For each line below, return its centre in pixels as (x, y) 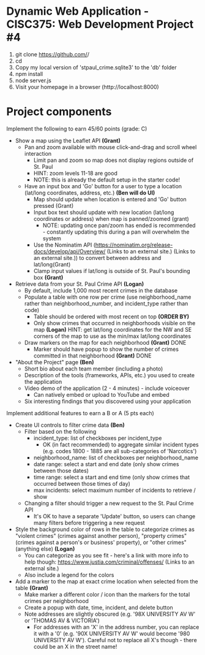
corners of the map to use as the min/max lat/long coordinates (112, 336)
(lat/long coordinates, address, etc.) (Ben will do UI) (90, 193)
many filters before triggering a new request (89, 523)
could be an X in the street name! (75, 646)
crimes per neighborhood (56, 601)
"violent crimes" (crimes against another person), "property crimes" (101, 535)
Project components (59, 112)
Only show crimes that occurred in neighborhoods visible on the (114, 323)
